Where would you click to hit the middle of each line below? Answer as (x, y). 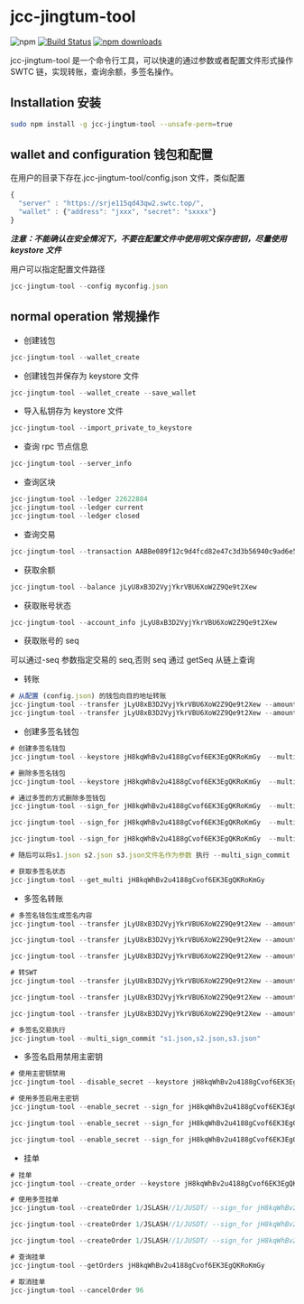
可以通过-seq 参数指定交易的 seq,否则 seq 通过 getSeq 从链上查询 (133, 660)
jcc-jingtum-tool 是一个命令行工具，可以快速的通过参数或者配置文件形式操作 (152, 60)
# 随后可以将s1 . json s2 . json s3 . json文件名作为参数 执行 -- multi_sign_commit (150, 855)
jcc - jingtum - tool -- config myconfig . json (89, 286)
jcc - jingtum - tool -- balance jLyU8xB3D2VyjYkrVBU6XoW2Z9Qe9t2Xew (134, 587)
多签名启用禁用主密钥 (63, 1057)
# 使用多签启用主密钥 (45, 1099)
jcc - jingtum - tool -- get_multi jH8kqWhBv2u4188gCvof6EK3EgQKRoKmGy (138, 880)
